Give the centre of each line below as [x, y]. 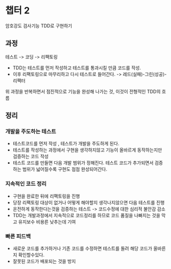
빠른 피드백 [18, 236]
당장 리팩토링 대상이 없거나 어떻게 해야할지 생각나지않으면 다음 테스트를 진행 [89, 202]
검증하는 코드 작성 [30, 157]
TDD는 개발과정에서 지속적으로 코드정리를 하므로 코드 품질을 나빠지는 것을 [86, 215]
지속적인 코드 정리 [26, 184]
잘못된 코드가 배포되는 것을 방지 [44, 261]
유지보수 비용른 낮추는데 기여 [47, 222]
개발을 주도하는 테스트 [31, 131]
